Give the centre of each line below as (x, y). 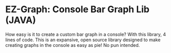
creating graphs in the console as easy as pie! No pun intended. (72, 45)
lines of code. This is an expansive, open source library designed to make (83, 40)
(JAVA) (21, 20)
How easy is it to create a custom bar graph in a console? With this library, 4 (86, 34)
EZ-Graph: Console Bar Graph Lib (77, 9)
